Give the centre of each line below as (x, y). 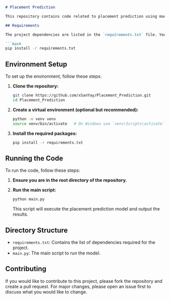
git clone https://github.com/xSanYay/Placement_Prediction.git (82, 95)
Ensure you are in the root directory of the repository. (70, 180)
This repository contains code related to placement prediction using (81, 16)
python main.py (29, 199)
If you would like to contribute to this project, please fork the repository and (84, 281)
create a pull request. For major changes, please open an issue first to (78, 286)
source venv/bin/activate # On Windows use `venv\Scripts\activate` (89, 124)
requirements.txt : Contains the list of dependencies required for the (84, 242)
